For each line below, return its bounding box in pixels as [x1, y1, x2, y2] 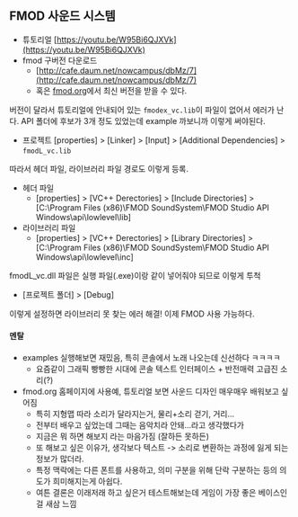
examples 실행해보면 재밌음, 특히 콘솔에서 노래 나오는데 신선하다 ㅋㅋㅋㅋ [22, 352, 281, 363]
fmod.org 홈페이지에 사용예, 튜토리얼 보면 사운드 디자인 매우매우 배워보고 [22, 386, 280, 397]
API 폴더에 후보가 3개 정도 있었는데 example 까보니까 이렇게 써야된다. [21, 115, 267, 126]
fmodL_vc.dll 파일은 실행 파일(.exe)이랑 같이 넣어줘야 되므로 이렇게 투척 [9, 270, 261, 281]
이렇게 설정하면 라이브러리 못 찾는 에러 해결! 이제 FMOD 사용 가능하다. [9, 308, 255, 319]
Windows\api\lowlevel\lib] [35, 211, 132, 222]
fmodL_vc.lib [22, 147, 72, 156]
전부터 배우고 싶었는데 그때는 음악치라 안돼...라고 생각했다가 [35, 420, 245, 431]
